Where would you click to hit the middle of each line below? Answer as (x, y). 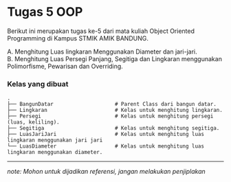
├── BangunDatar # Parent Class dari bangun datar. (112, 104)
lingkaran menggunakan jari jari (55, 140)
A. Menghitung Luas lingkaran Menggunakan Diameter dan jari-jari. (102, 52)
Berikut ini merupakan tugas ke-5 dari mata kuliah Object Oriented (101, 31)
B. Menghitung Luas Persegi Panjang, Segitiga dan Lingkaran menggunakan (114, 58)
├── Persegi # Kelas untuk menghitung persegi (110, 116)
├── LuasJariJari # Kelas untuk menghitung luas (106, 135)
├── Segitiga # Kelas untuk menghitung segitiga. (113, 128)
